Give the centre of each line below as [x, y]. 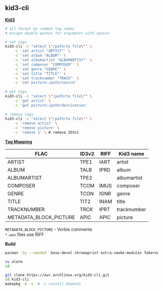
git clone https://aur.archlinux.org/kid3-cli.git [57, 275]
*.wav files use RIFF [25, 234]
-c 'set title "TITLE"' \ [40, 73]
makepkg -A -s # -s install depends [43, 284]
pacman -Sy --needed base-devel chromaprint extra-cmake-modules [73, 253]
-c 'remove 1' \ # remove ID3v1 [46, 133]
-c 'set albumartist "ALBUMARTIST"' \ [53, 60]
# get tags [16, 92]
